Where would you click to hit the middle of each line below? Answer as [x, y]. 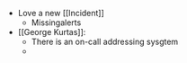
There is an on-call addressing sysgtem [105, 41]
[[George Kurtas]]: [52, 32]
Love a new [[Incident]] [61, 13]
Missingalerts [56, 22]
